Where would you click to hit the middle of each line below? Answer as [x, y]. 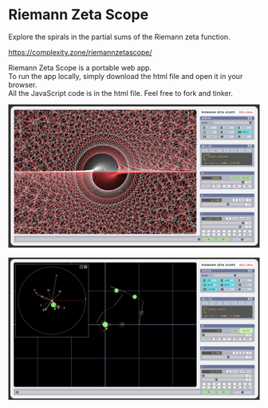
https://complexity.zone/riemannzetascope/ [80, 52]
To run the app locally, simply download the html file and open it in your [126, 76]
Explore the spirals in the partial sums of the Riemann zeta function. [119, 37]
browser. [23, 85]
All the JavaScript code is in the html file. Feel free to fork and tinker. [121, 93]
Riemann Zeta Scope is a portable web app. [80, 67]
